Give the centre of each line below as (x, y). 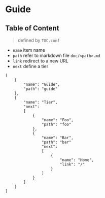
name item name (29, 50)
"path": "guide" (41, 89)
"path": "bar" (56, 142)
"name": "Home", (77, 160)
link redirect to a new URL (40, 61)
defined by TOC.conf (39, 40)
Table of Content (32, 28)
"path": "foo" (56, 124)
